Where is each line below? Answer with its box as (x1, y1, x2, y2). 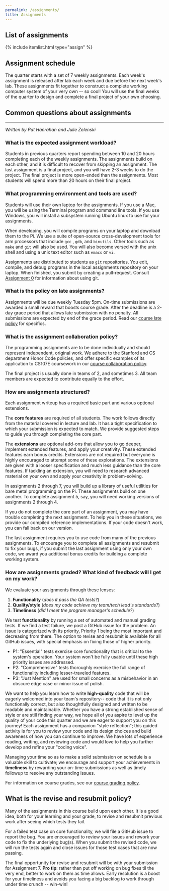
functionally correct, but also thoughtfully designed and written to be (5, 701, 148, 707)
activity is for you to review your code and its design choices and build (5, 728, 152, 734)
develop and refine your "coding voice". (5, 744, 88, 750)
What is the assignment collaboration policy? (5, 333, 118, 340)
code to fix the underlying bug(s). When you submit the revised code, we (5, 839, 157, 845)
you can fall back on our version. (5, 525, 73, 531)
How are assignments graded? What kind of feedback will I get (5, 569, 161, 576)
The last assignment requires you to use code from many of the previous (5, 535, 156, 541)
